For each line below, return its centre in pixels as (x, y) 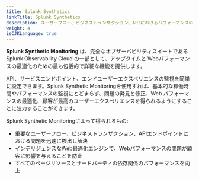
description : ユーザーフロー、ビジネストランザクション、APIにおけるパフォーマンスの (100, 23)
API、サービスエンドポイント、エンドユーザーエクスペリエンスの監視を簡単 (98, 79)
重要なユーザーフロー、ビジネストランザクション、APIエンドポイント (99, 133)
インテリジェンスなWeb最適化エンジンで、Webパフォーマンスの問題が (101, 148)
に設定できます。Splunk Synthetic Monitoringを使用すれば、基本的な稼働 (95, 86)
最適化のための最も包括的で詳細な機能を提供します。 (81, 66)
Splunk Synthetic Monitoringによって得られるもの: (67, 121)
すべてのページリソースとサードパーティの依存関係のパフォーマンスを (100, 163)
